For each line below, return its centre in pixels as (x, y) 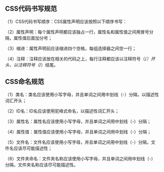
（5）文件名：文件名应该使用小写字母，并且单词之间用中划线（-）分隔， (78, 142)
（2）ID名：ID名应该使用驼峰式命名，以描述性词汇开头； (62, 111)
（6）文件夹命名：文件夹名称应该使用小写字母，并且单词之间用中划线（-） (80, 158)
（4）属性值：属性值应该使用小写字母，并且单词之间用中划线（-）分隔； (78, 131)
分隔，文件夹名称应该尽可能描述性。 (42, 165)
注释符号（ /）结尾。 (38, 64)
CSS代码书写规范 (31, 9)
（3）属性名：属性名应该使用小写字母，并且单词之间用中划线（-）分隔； (78, 121)
